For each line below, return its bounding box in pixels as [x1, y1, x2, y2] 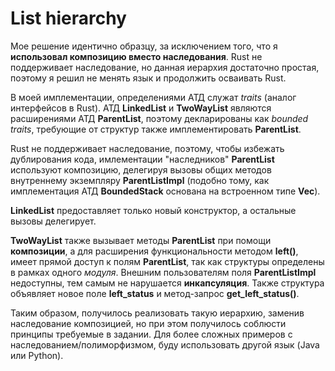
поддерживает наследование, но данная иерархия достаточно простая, [10, 61, 320, 73]
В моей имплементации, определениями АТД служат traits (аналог [10, 91, 297, 103]
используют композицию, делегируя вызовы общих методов [10, 163, 272, 176]
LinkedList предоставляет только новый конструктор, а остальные [10, 204, 297, 216]
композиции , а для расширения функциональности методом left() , [10, 245, 299, 257]
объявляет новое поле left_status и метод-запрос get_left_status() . [10, 287, 300, 299]
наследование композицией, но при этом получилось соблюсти [10, 317, 287, 329]
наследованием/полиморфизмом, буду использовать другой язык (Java [10, 338, 320, 351]
